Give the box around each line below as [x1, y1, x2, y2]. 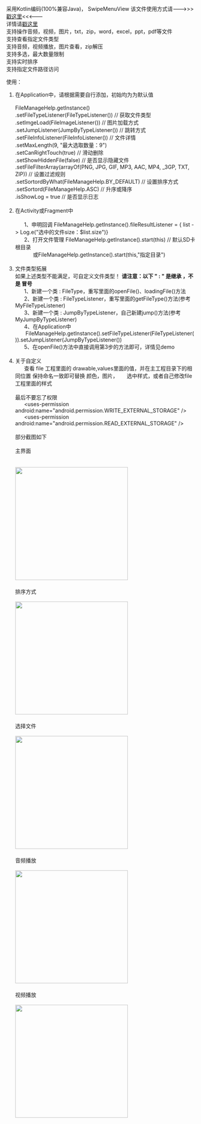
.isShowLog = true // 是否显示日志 [14, 193, 99, 200]
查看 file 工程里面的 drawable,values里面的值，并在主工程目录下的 [23, 365, 187, 372]
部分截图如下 [14, 433, 47, 440]
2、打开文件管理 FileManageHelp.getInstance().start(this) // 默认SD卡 [23, 236, 196, 243]
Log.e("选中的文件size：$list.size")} [20, 228, 109, 236]
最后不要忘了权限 [14, 394, 58, 401]
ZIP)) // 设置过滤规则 [14, 170, 66, 178]
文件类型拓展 [14, 265, 47, 272]
